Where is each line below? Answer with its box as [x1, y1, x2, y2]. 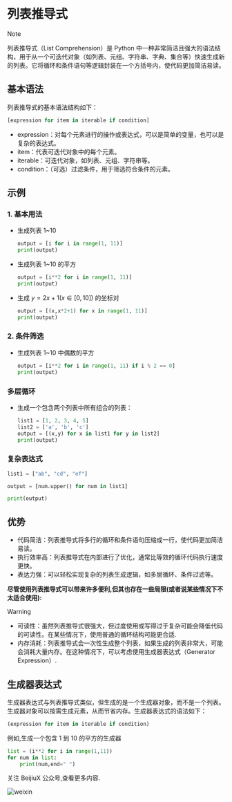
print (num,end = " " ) [19, 761, 76, 767]
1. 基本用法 [7, 209, 43, 218]
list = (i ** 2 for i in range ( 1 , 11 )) [7, 747, 113, 754]
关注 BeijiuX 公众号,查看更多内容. [7, 774, 101, 782]
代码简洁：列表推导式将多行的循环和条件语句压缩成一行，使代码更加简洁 [17, 536, 223, 544]
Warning [7, 608, 31, 616]
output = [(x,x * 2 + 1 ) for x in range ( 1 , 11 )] [17, 307, 148, 315]
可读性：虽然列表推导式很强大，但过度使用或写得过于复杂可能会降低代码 [17, 622, 223, 630]
